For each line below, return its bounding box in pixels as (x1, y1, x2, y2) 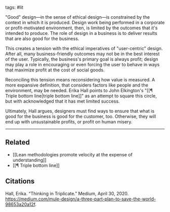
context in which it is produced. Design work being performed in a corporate (5, 20, 165, 25)
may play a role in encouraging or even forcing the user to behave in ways (5, 62, 160, 67)
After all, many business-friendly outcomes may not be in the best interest (5, 51, 160, 57)
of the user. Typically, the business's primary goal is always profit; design (5, 56, 158, 62)
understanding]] (12, 157, 47, 163)
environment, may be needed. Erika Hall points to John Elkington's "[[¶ (5, 88, 153, 93)
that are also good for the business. (5, 35, 79, 41)
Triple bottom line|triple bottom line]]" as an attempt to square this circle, (5, 93, 157, 99)
